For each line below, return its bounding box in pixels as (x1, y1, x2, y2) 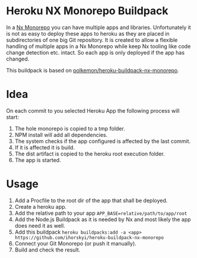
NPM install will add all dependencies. (14, 131, 108, 138)
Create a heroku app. (14, 203, 67, 210)
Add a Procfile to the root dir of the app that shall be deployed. (14, 197, 168, 204)
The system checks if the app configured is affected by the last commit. (14, 138, 191, 145)
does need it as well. (14, 222, 65, 229)
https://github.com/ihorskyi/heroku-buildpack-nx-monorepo (14, 234, 164, 241)
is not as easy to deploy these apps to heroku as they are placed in (6, 30, 170, 37)
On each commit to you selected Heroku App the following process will (6, 107, 180, 114)
